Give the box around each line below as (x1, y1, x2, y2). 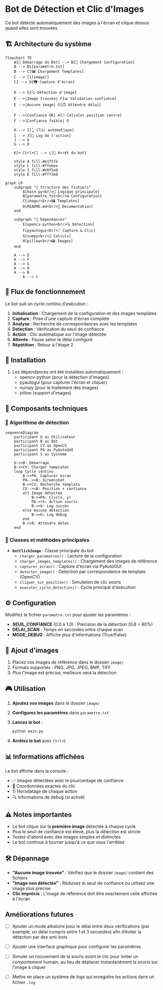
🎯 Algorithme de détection (5, 419, 69, 426)
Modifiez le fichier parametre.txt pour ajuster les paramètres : (5, 612, 131, 618)
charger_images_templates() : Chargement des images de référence (19, 558, 158, 564)
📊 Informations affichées (5, 753, 85, 761)
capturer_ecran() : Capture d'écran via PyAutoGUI (19, 564, 122, 569)
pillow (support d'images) (19, 390, 72, 396)
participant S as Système (14, 452, 67, 457)
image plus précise (12, 885, 51, 891)
